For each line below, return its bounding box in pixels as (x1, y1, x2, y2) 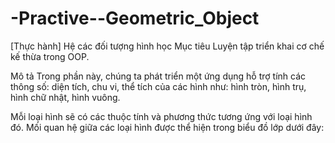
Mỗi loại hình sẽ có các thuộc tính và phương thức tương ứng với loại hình (10, 110, 313, 122)
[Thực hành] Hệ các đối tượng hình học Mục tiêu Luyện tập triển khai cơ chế (10, 40, 325, 52)
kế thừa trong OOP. (10, 50, 90, 62)
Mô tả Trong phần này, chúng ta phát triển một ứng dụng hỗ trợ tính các (10, 70, 307, 82)
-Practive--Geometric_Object (10, 7, 260, 30)
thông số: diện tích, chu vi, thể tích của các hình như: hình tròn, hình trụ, (10, 80, 307, 92)
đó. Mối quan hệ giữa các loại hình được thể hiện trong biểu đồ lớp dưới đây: (10, 121, 325, 133)
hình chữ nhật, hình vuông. (10, 91, 121, 103)
